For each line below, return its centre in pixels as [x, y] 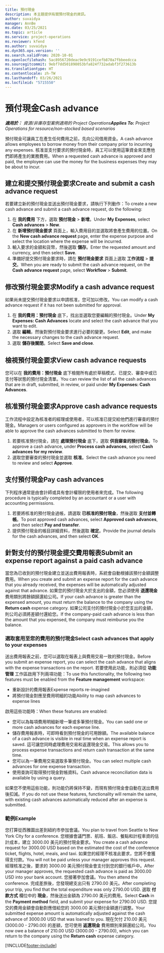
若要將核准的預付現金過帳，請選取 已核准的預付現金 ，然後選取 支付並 [82, 513]
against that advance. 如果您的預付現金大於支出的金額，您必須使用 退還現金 [81, 591]
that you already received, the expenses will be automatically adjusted [76, 585]
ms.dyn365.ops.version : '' [32, 51]
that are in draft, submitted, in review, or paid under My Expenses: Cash [78, 385]
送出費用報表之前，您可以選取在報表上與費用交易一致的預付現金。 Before [78, 656]
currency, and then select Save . [44, 253]
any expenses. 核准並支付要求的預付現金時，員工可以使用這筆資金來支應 [78, 150]
